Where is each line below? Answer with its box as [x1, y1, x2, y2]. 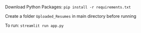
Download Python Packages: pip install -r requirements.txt [5, 4, 131, 10]
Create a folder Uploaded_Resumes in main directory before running [5, 13, 137, 19]
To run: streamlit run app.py [5, 22, 64, 28]
